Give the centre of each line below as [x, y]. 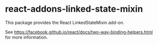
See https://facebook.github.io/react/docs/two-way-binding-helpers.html [79, 32]
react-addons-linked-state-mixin [74, 9]
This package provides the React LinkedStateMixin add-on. [65, 22]
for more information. [26, 37]
